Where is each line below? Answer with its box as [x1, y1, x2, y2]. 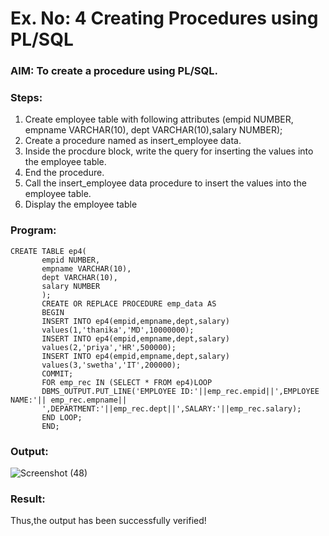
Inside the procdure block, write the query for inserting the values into [24, 145, 314, 157]
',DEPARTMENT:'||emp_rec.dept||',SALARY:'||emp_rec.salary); [41, 403, 302, 414]
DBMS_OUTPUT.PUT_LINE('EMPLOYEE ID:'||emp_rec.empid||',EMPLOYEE [41, 386, 320, 396]
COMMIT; [41, 368, 74, 379]
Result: [10, 492, 46, 506]
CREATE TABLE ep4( [10, 246, 87, 256]
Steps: [10, 91, 43, 105]
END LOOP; [41, 412, 83, 422]
